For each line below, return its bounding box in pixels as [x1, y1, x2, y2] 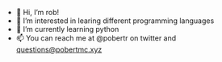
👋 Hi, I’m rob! [15, 8, 60, 17]
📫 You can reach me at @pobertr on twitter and [15, 33, 177, 43]
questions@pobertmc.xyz [15, 45, 103, 54]
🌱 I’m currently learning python [15, 25, 119, 33]
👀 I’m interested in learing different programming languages [15, 16, 215, 25]
